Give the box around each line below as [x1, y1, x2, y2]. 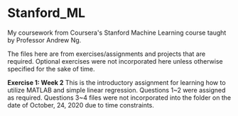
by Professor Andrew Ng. [7, 35, 82, 44]
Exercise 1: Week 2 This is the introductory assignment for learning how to [7, 78, 226, 86]
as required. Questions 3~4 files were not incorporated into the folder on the [7, 93, 232, 102]
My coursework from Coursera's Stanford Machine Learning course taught [7, 28, 227, 37]
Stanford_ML [7, 5, 86, 21]
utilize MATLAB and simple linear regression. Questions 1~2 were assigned [7, 86, 226, 94]
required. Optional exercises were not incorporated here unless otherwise [7, 57, 223, 65]
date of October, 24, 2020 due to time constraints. [7, 100, 155, 109]
